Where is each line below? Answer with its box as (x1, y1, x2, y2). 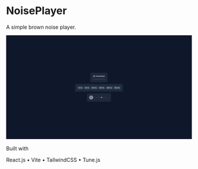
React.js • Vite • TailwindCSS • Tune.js (6, 157, 101, 164)
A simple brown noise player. (6, 23, 77, 31)
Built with (6, 145, 29, 152)
